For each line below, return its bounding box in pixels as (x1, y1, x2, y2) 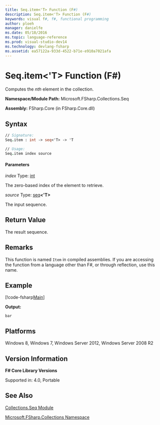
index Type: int (5, 173, 35, 179)
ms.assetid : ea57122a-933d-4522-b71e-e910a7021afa (5, 48, 111, 53)
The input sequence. (5, 201, 47, 207)
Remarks (5, 243, 33, 252)
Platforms (5, 327, 36, 335)
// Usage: (5, 146, 26, 151)
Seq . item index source (5, 151, 52, 156)
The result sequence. (5, 229, 48, 235)
